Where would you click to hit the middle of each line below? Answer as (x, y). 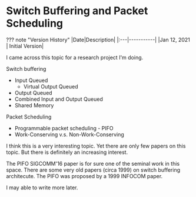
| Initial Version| (25, 46)
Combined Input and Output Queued (59, 99)
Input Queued (31, 80)
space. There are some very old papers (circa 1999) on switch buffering (93, 170)
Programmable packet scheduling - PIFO (64, 128)
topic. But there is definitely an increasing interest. (67, 152)
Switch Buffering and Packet (77, 11)
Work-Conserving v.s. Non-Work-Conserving (69, 134)
